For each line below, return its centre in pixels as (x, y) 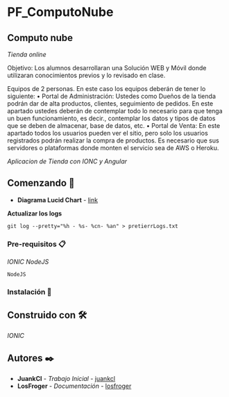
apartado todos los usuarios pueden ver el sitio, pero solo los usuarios (108, 133)
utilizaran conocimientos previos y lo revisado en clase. (86, 75)
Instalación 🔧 (29, 292)
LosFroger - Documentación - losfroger (74, 386)
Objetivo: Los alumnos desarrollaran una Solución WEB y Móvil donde (107, 68)
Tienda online (27, 54)
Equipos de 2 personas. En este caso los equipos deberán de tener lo (107, 89)
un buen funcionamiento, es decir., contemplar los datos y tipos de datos (111, 118)
